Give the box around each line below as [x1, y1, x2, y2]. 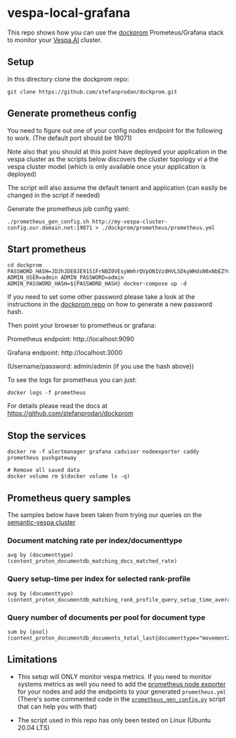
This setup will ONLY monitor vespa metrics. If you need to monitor [17, 672, 212, 680]
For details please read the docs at [7, 402, 107, 410]
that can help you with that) [17, 702, 97, 711]
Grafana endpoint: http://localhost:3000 [7, 348, 123, 357]
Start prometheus [7, 243, 86, 255]
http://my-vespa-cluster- [92, 218, 169, 225]
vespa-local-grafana [7, 5, 131, 21]
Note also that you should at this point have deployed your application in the [7, 147, 228, 155]
